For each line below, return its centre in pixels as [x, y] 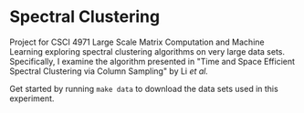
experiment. [32, 98]
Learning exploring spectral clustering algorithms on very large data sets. [147, 51]
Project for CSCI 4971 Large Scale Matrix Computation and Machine [137, 42]
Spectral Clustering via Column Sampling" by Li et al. [109, 71]
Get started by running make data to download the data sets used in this [144, 88]
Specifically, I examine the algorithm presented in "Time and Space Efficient [152, 61]
